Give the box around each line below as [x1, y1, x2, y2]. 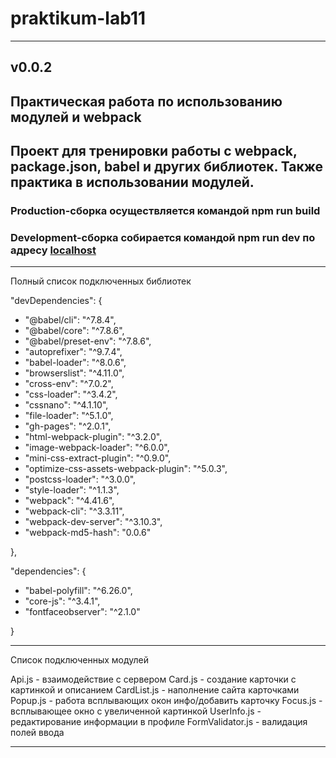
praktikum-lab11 [10, 7, 147, 30]
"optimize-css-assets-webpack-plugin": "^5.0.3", [24, 463, 228, 475]
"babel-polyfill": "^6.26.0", [24, 585, 133, 597]
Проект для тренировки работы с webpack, [10, 143, 298, 160]
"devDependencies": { [10, 295, 103, 307]
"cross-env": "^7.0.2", [24, 378, 114, 390]
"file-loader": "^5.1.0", [24, 410, 114, 422]
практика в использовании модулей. [10, 174, 255, 191]
